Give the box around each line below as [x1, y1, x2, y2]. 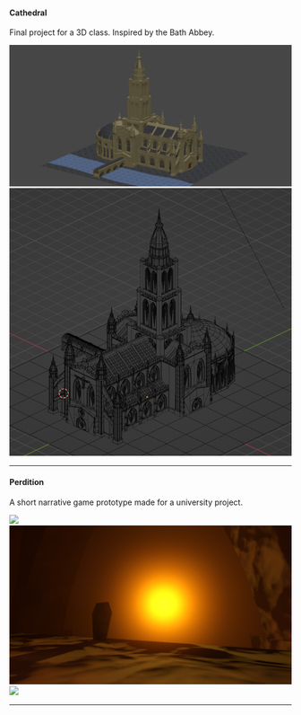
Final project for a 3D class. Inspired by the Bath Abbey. [9, 27, 215, 38]
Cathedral [9, 7, 47, 18]
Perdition [9, 477, 45, 488]
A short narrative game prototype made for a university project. [9, 497, 244, 508]
